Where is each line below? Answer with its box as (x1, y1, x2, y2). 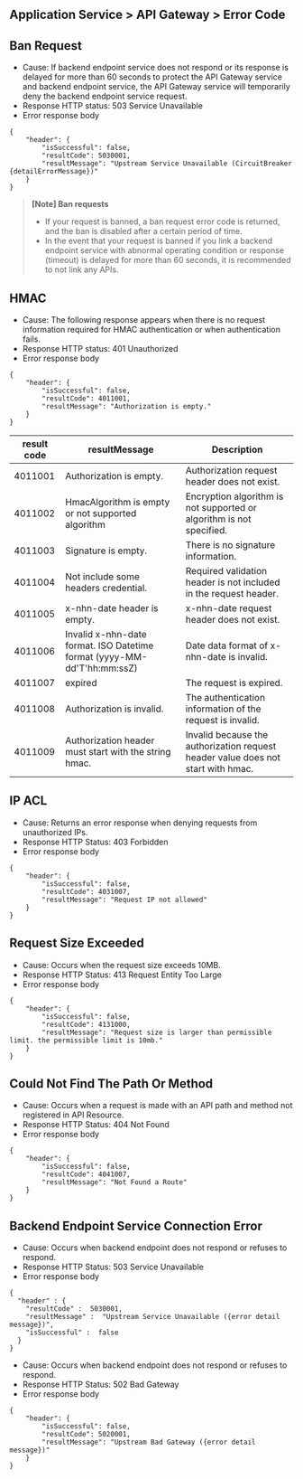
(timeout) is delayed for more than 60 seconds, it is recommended (44, 255, 291, 266)
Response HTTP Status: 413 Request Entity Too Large (22, 969, 223, 980)
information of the (185, 702, 262, 715)
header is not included (185, 576, 280, 589)
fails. (22, 334, 41, 344)
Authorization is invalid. (64, 702, 164, 715)
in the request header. (185, 588, 280, 600)
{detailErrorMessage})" (9, 167, 99, 176)
